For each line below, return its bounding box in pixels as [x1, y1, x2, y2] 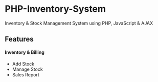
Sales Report [12, 71, 39, 77]
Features [5, 35, 34, 44]
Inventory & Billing [5, 49, 44, 55]
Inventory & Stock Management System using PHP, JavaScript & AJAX [5, 20, 153, 26]
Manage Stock [12, 66, 43, 72]
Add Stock [12, 60, 35, 67]
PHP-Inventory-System [5, 3, 106, 15]
